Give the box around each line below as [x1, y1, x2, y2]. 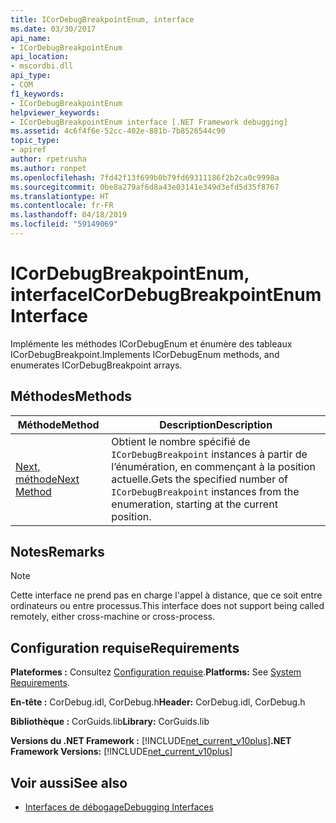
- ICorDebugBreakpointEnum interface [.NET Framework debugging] [10, 117, 288, 127]
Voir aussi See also [10, 774, 128, 791]
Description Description [159, 417, 273, 431]
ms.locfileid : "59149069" [10, 219, 118, 230]
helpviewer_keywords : [10, 107, 101, 118]
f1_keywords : [10, 89, 65, 99]
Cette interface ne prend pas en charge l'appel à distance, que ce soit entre [10, 589, 323, 601]
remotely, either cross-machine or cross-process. [10, 611, 215, 623]
